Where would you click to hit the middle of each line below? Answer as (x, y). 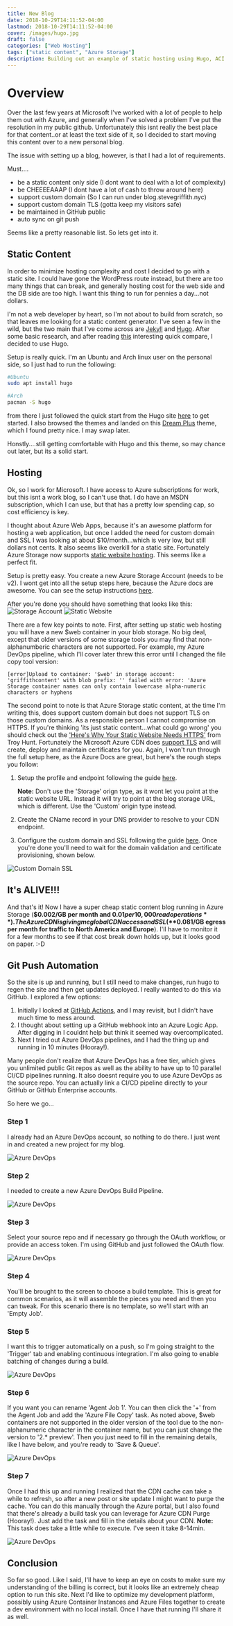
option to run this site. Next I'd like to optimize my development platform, (111, 1595)
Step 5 (18, 1331)
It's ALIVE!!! (34, 890)
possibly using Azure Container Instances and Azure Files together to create (116, 1602)
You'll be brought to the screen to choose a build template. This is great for (114, 1291)
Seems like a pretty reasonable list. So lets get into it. (83, 232)
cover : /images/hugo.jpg (43, 33)
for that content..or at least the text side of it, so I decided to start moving (112, 134)
